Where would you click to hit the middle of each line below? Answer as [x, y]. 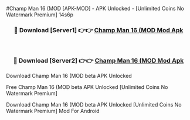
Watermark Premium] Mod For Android [53, 111]
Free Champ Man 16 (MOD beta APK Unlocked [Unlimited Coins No [87, 87]
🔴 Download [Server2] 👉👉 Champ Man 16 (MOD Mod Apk [99, 61]
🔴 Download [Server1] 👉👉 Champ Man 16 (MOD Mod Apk [99, 30]
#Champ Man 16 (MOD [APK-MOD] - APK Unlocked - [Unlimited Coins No [95, 8]
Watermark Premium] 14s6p [40, 15]
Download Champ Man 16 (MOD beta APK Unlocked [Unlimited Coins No [94, 104]
